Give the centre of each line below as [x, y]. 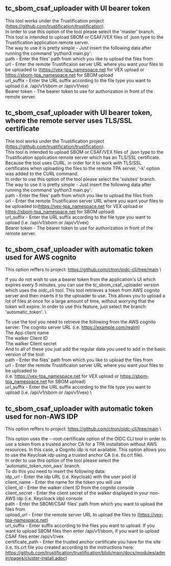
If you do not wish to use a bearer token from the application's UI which [80, 279]
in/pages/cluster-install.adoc [35, 558]
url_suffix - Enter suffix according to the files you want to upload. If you [80, 526]
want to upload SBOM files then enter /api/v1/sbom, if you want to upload [82, 531]
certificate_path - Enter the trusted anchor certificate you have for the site [83, 542]
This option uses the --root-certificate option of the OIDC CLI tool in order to [86, 439]
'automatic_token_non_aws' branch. [43, 466]
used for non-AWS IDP [42, 417]
